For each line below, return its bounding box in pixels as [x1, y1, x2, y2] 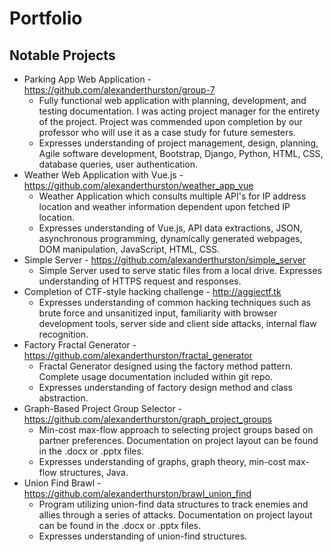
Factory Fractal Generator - [23, 339, 137, 351]
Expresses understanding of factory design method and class [38, 382, 293, 393]
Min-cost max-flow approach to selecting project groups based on [38, 424, 314, 436]
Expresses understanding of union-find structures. [38, 530, 248, 542]
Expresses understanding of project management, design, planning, [38, 137, 319, 149]
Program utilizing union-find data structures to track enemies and [38, 498, 309, 510]
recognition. [38, 328, 89, 340]
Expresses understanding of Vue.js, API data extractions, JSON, [38, 222, 303, 234]
